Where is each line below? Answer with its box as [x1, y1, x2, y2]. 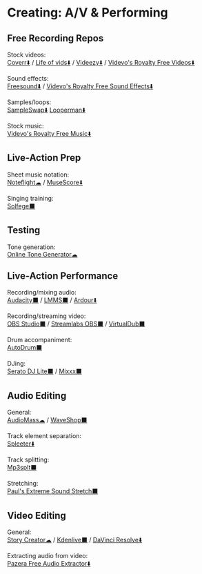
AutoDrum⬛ [7, 344, 43, 352]
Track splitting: [7, 455, 50, 464]
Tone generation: [7, 243, 56, 251]
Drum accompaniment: [7, 336, 72, 344]
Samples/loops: [7, 98, 52, 106]
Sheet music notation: [7, 170, 70, 179]
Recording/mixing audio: [7, 288, 77, 297]
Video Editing [7, 509, 67, 522]
